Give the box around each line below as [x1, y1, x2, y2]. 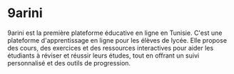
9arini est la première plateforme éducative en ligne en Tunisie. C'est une [7, 28, 223, 37]
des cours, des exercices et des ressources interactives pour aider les [7, 43, 214, 52]
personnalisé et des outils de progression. [7, 58, 131, 67]
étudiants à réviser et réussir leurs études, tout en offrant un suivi [7, 51, 200, 60]
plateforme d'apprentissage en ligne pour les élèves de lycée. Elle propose [7, 36, 227, 44]
